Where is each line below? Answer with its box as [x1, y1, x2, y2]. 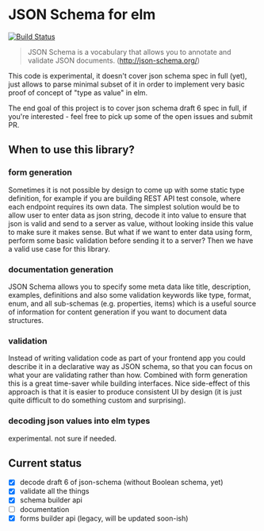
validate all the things [19, 487, 90, 496]
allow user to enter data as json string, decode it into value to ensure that [8, 210, 247, 220]
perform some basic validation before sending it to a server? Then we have [8, 236, 254, 245]
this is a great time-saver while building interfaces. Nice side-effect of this [8, 379, 251, 388]
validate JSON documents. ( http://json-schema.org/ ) [27, 56, 201, 65]
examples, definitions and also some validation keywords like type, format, [8, 290, 251, 299]
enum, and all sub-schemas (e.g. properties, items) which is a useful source [8, 298, 256, 308]
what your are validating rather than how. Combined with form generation [8, 371, 248, 380]
